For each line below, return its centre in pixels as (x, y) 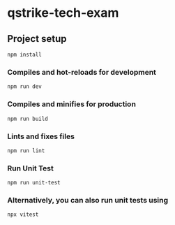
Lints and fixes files (41, 136)
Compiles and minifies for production (71, 104)
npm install (24, 55)
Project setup (37, 39)
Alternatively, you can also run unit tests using (88, 201)
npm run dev (24, 87)
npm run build (28, 119)
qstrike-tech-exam (63, 13)
